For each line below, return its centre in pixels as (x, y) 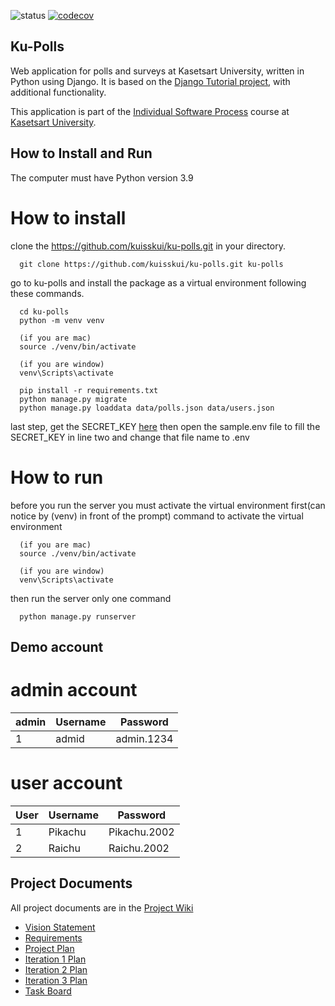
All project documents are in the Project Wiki (102, 907)
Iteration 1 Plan (55, 959)
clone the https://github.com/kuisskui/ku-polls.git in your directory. (148, 246)
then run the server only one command (91, 598)
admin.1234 (144, 738)
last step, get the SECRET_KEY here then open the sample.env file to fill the (165, 426)
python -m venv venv (62, 320)
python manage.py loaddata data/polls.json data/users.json (147, 408)
